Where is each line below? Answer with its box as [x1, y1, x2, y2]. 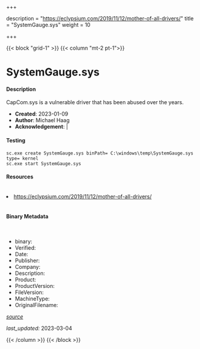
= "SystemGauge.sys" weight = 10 [6, 22, 91, 28]
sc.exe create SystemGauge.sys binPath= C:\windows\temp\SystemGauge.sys [6, 150, 194, 156]
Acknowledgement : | [14, 123, 69, 131]
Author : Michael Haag [14, 117, 70, 124]
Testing [6, 136, 26, 144]
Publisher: [14, 257, 40, 264]
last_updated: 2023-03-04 [6, 324, 73, 332]
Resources [6, 173, 34, 180]
